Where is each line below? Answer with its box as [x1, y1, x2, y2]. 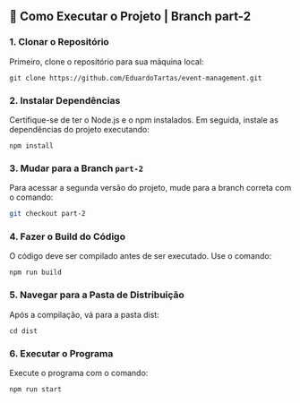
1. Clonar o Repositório [9, 36, 109, 48]
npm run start [9, 385, 63, 394]
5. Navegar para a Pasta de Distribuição [9, 288, 185, 301]
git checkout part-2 [9, 210, 87, 219]
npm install [9, 141, 54, 150]
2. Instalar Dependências [9, 94, 121, 107]
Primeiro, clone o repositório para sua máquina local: [9, 56, 204, 67]
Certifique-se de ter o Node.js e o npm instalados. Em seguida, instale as [9, 114, 279, 125]
